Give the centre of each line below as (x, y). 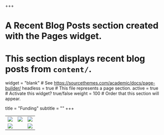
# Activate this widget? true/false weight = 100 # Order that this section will (82, 93)
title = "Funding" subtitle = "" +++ (40, 108)
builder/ (13, 88)
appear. (13, 99)
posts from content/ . (48, 69)
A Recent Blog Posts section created (82, 26)
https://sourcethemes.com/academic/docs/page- (105, 83)
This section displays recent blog (75, 59)
